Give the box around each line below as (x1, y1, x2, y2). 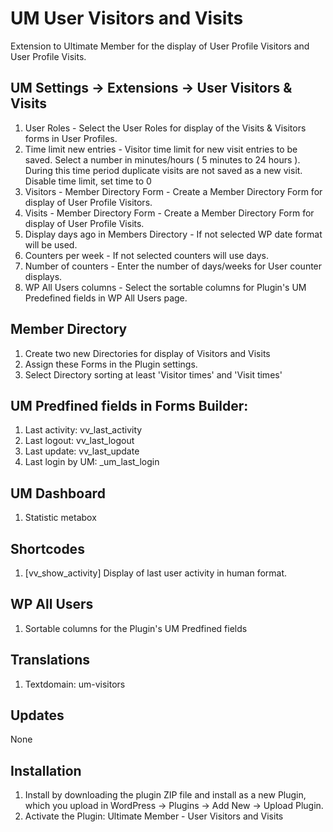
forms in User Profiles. (24, 132, 118, 144)
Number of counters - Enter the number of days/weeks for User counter (24, 260, 323, 272)
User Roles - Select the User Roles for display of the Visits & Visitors (24, 122, 307, 134)
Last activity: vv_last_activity (24, 424, 143, 436)
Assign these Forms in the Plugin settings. (24, 358, 198, 370)
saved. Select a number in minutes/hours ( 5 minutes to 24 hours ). (24, 153, 301, 166)
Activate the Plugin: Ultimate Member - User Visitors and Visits (24, 810, 284, 822)
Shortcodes (10, 540, 85, 557)
